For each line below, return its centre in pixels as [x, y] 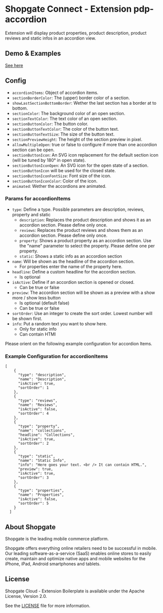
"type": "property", [39, 427]
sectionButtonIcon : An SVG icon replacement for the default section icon [85, 155]
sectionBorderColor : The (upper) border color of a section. [71, 98]
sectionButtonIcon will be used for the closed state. [64, 170]
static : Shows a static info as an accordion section [71, 256]
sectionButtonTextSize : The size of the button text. [63, 134]
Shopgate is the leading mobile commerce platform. [57, 539]
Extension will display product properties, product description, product [76, 33]
